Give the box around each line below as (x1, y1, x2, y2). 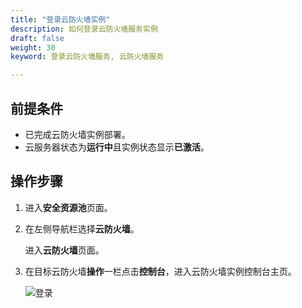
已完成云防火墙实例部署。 (24, 128, 131, 140)
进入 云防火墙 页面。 (24, 244, 105, 256)
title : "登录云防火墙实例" (10, 14, 111, 25)
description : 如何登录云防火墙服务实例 (10, 24, 158, 34)
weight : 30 (10, 42, 56, 53)
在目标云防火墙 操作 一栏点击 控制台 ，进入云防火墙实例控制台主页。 (24, 265, 297, 277)
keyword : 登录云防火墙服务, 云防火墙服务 (10, 52, 165, 62)
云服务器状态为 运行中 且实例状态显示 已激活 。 (24, 141, 210, 153)
